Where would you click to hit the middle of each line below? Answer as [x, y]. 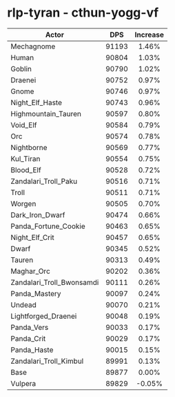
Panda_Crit [28, 338]
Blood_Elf [26, 169]
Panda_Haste [32, 349]
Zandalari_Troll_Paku [44, 181]
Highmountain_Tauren [46, 113]
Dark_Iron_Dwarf [38, 214]
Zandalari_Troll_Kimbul [47, 361]
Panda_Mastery [36, 293]
